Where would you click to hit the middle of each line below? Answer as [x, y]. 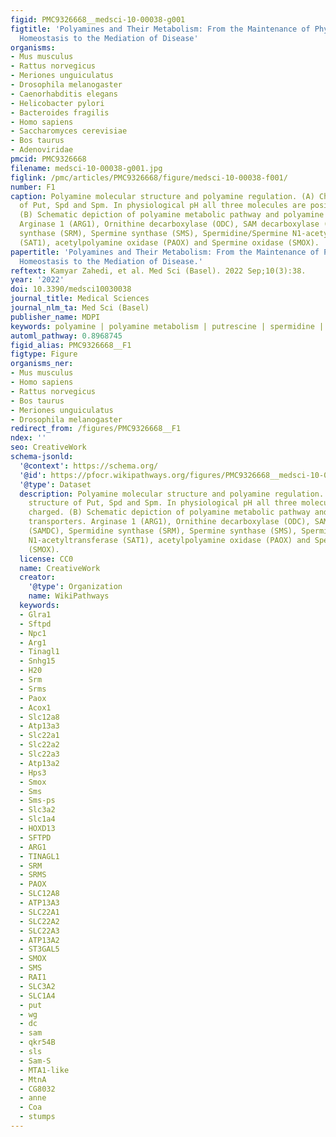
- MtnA [33, 1079]
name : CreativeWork [60, 568]
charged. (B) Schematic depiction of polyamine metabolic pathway [169, 512]
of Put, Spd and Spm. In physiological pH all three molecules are [163, 206]
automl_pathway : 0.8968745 [66, 336]
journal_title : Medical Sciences [80, 299]
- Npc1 [33, 633]
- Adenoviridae [42, 150]
